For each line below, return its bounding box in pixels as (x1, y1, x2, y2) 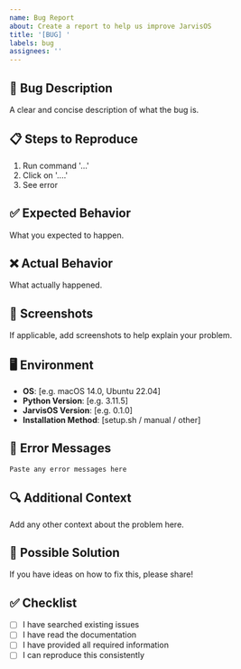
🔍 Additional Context (9, 490, 133, 506)
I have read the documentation (22, 629, 137, 640)
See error (22, 179, 59, 190)
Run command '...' (22, 160, 90, 171)
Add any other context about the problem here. (9, 519, 185, 530)
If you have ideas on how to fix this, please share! (9, 569, 194, 579)
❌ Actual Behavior (9, 255, 114, 271)
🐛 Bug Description (9, 80, 113, 96)
